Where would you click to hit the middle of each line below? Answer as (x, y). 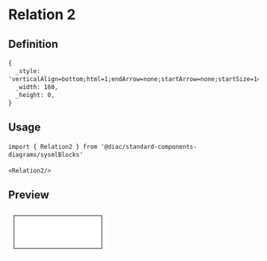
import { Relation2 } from (53, 146)
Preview (29, 195)
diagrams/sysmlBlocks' (46, 154)
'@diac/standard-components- (149, 146)
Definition (33, 44)
